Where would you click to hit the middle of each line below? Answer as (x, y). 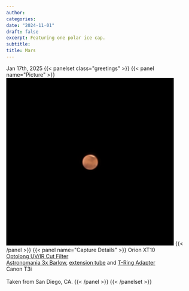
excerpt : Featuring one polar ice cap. (56, 38)
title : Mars (21, 51)
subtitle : (19, 44)
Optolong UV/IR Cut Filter (37, 256)
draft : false (22, 32)
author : (16, 13)
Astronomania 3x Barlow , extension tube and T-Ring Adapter (81, 262)
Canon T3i (19, 269)
